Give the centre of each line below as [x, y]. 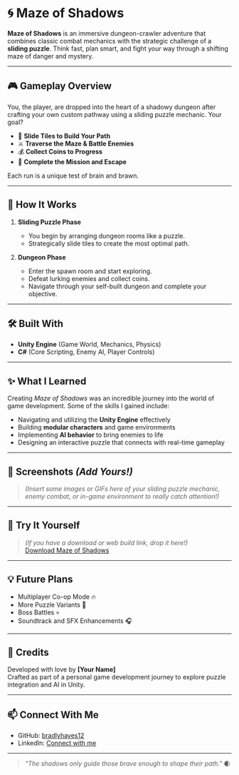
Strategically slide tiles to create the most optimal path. [109, 243]
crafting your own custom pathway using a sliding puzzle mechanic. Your [115, 114]
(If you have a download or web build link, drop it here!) [106, 542]
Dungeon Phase [42, 257]
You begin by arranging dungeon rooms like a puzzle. [107, 235]
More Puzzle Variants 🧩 [52, 604]
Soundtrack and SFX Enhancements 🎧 [75, 620]
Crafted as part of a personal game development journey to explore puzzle [117, 677]
